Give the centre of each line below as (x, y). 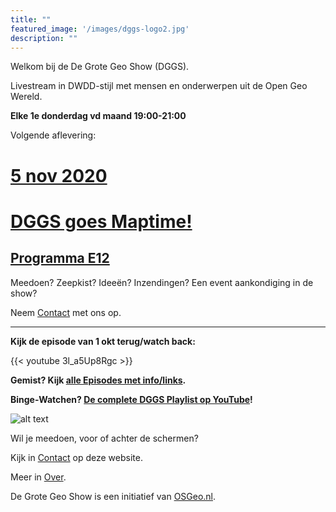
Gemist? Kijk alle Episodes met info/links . (98, 380)
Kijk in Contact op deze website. (76, 457)
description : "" (44, 38)
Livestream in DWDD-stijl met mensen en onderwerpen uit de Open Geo (159, 86)
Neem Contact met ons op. (66, 312)
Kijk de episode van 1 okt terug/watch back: (103, 341)
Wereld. (26, 97)
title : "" (31, 19)
